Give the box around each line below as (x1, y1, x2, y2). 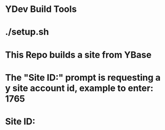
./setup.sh (5, 26, 49, 38)
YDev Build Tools (5, 3, 77, 15)
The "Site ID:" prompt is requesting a (5, 72, 161, 83)
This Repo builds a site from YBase (5, 49, 152, 60)
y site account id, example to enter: (5, 82, 154, 94)
